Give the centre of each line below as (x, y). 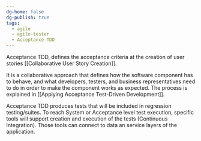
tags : (13, 23)
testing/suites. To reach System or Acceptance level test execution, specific (100, 112)
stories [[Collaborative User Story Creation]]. (61, 63)
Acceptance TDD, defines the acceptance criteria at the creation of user (95, 57)
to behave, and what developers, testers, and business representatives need (101, 81)
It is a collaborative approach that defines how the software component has (100, 75)
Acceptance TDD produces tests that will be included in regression (89, 106)
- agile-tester (31, 34)
